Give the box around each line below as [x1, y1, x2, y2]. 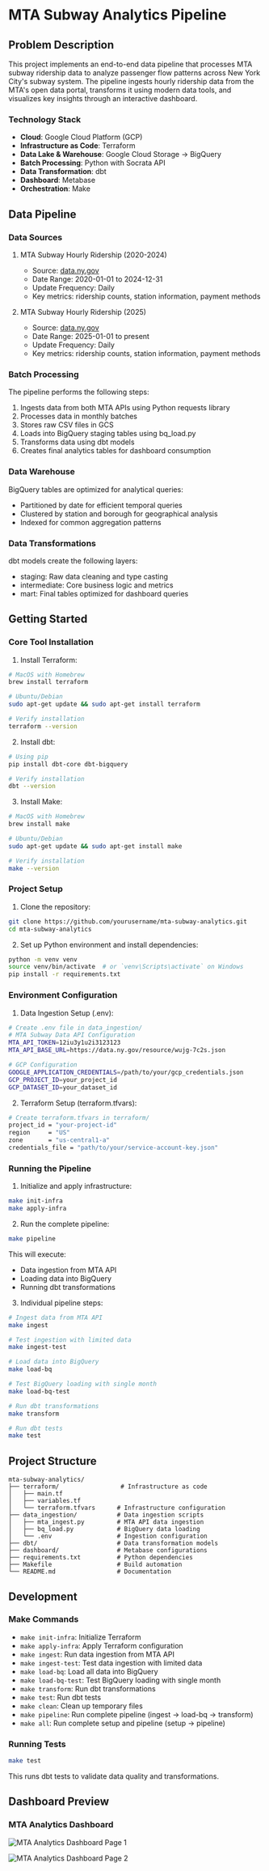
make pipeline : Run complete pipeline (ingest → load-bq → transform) [19, 1709, 254, 1719]
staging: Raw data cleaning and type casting [19, 571, 168, 581]
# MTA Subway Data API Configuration [8, 1031, 136, 1039]
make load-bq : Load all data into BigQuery [19, 1666, 159, 1676]
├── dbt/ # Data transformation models [8, 1539, 219, 1547]
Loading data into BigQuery [19, 1273, 111, 1283]
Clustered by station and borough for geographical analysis [19, 508, 218, 519]
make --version [8, 864, 60, 872]
